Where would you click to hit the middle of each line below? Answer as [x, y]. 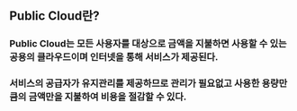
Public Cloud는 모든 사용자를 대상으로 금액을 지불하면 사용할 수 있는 [148, 44]
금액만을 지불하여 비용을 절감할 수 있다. [108, 97]
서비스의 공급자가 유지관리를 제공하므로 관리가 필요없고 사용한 [135, 83]
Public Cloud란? [55, 16]
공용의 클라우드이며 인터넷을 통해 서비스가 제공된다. [114, 57]
